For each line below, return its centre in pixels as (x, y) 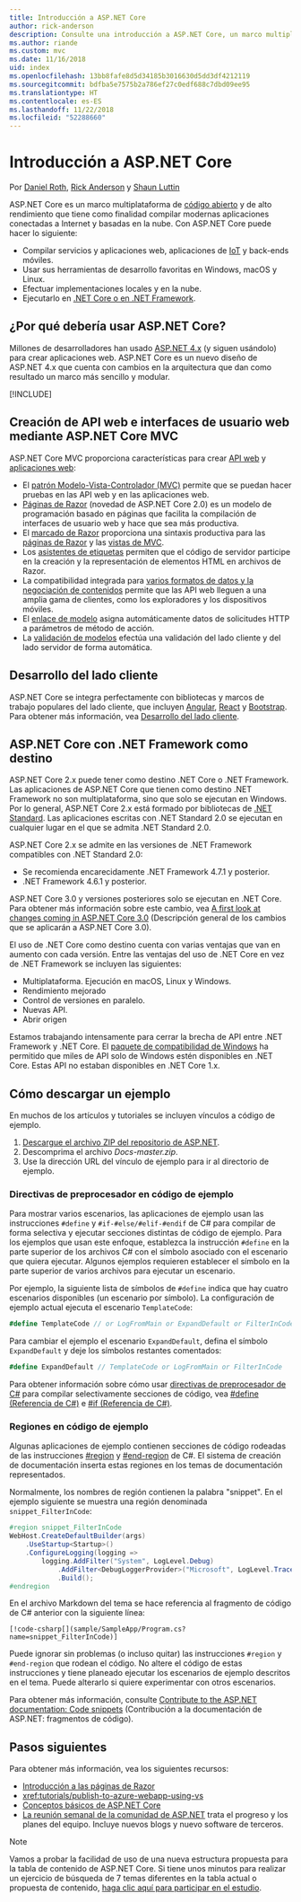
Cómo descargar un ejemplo (90, 1093)
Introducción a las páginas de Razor (88, 1786)
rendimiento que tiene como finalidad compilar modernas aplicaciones (139, 214)
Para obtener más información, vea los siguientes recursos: (119, 1769)
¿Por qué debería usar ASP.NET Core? (118, 326)
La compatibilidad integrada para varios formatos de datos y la (138, 580)
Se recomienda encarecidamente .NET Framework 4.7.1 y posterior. (146, 872)
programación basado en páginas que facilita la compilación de (139, 514)
